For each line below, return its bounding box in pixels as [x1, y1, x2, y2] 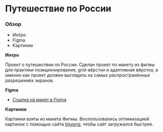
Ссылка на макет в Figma [12, 97, 67, 103]
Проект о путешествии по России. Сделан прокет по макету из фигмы [5, 62, 155, 67]
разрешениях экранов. [5, 77, 54, 83]
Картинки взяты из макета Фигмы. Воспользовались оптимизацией [5, 116, 149, 122]
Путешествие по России [5, 3, 112, 14]
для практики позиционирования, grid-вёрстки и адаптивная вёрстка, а [5, 67, 158, 73]
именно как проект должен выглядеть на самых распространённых [5, 72, 151, 78]
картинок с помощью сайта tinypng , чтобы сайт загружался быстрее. [5, 121, 154, 127]
